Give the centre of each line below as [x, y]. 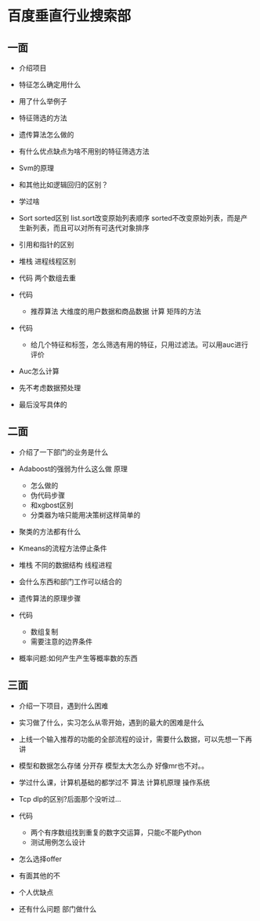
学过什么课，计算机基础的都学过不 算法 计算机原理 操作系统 [114, 782]
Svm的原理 [36, 168]
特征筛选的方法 [43, 118]
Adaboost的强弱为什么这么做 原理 [73, 469]
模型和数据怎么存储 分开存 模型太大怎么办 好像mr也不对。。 [114, 766]
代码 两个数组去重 [47, 278]
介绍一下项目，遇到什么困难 [63, 705]
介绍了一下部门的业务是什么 [63, 451]
